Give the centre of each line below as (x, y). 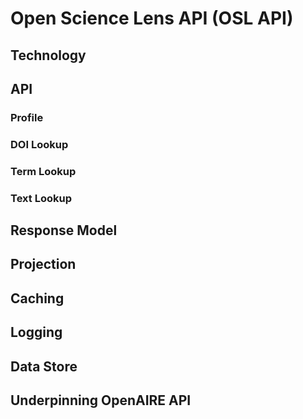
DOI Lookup (39, 144)
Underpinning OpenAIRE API (101, 400)
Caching (37, 298)
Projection (43, 264)
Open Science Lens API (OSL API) (152, 18)
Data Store (44, 366)
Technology (48, 55)
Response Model (64, 230)
